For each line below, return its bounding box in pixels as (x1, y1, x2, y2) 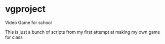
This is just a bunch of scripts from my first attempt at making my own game (5, 29, 161, 35)
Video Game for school (5, 20, 52, 25)
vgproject (5, 3, 46, 15)
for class (5, 34, 23, 40)
